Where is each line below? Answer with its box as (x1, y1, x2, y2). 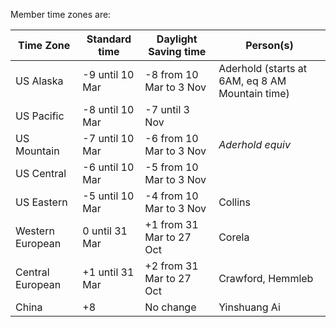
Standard (86, 32, 132, 46)
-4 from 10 (144, 189, 199, 203)
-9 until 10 (82, 68, 135, 81)
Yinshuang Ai (218, 300, 281, 314)
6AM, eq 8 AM (218, 74, 287, 88)
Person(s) (245, 39, 294, 52)
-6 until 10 (82, 160, 135, 174)
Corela (218, 230, 250, 244)
